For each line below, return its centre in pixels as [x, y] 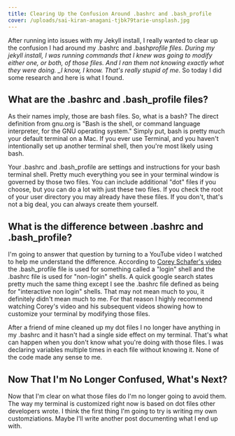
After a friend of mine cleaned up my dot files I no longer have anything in [114, 327]
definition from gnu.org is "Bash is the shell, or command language [104, 124]
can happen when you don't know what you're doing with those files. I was [116, 342]
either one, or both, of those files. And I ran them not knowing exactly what [116, 62]
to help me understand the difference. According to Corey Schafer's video [115, 262]
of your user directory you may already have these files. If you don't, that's [115, 197]
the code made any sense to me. [55, 357]
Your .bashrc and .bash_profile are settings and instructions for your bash [114, 167]
